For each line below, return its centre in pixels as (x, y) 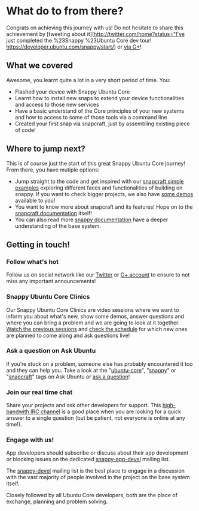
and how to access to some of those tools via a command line (91, 117)
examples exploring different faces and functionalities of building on (99, 188)
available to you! (35, 200)
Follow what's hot (32, 261)
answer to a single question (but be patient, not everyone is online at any (96, 418)
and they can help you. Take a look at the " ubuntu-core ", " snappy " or (91, 370)
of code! (25, 130)
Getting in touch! (38, 244)
